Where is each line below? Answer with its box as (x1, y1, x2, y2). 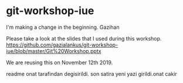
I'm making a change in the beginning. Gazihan (6, 24, 120, 31)
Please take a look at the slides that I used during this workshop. (6, 35, 162, 42)
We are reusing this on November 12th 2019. (6, 59, 113, 66)
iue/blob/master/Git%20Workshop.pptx (6, 47, 101, 54)
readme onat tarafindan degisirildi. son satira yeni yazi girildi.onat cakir (6, 70, 177, 77)
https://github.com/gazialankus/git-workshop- (6, 41, 118, 48)
